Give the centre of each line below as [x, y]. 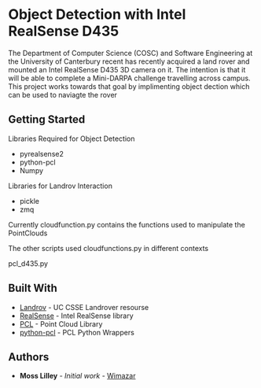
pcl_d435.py [28, 263]
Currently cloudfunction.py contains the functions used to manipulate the [127, 224]
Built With [33, 288]
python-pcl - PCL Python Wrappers [77, 332]
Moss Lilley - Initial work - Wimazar [77, 376]
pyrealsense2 [42, 153]
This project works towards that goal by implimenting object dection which [129, 86]
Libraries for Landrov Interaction [60, 186]
